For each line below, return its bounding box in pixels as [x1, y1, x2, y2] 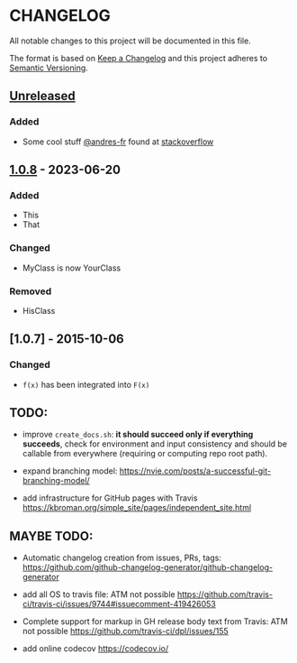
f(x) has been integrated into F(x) [22, 379, 150, 390]
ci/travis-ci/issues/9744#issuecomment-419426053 [22, 599, 216, 610]
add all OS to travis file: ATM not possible [22, 589, 175, 600]
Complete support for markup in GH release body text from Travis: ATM [22, 616, 288, 627]
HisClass [22, 305, 56, 316]
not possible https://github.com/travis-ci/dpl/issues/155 [22, 626, 229, 637]
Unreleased [9, 88, 76, 104]
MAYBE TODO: [9, 529, 94, 544]
